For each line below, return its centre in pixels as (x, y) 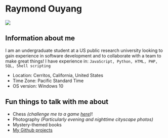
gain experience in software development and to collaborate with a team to (83, 55)
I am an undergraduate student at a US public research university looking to (84, 50)
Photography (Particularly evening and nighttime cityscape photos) (83, 119)
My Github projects (33, 130)
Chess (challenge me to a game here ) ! (53, 114)
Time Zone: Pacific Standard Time (48, 81)
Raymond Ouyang (44, 9)
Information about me (40, 38)
